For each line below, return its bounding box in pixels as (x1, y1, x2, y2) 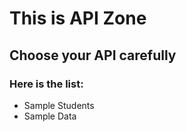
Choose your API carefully (9, 47, 177, 64)
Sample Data (23, 110, 77, 122)
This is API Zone (9, 7, 147, 30)
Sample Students (23, 99, 95, 111)
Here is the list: (9, 77, 84, 91)
